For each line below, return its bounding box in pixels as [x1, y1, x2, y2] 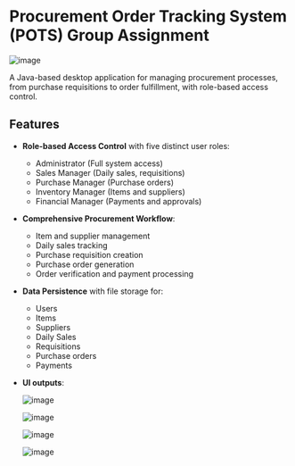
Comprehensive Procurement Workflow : [21, 212, 176, 224]
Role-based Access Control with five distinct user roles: [21, 140, 230, 151]
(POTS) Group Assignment [9, 25, 209, 46]
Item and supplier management [35, 230, 151, 241]
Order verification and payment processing [35, 268, 194, 279]
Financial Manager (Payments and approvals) [35, 196, 202, 206]
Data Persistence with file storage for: [21, 286, 163, 296]
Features [9, 117, 60, 132]
